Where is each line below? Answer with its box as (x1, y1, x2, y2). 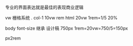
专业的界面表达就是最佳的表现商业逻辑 (5, 4, 83, 10)
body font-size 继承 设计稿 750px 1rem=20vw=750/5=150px (5, 25, 128, 31)
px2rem (5, 35, 21, 41)
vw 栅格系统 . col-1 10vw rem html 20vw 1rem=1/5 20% (5, 15, 118, 21)
